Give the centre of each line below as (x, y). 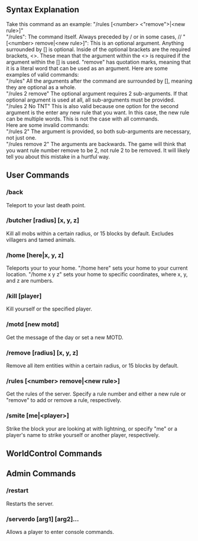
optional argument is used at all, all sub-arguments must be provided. (91, 100)
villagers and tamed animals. (41, 239)
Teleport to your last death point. (46, 205)
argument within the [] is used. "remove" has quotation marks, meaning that (98, 62)
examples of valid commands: (43, 74)
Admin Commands (41, 474)
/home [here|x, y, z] (35, 255)
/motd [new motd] (33, 324)
